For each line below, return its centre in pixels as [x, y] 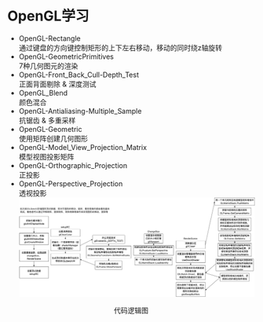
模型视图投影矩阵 [46, 156]
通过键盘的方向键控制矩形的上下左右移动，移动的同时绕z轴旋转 [121, 47]
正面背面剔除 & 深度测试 [57, 84]
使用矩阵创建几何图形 [53, 138]
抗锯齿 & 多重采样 [47, 120]
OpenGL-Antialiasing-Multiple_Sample [80, 111]
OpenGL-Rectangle [50, 38]
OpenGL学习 [48, 16]
